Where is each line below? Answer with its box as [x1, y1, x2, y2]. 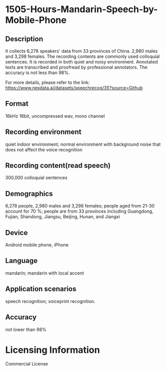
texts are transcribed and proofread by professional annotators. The [5, 64, 148, 70]
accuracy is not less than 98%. [5, 70, 70, 76]
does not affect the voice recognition [5, 146, 83, 153]
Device [5, 228, 28, 237]
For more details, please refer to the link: [5, 80, 90, 85]
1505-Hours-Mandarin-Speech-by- [5, 4, 158, 15]
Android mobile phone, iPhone [5, 242, 69, 248]
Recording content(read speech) [5, 161, 111, 170]
